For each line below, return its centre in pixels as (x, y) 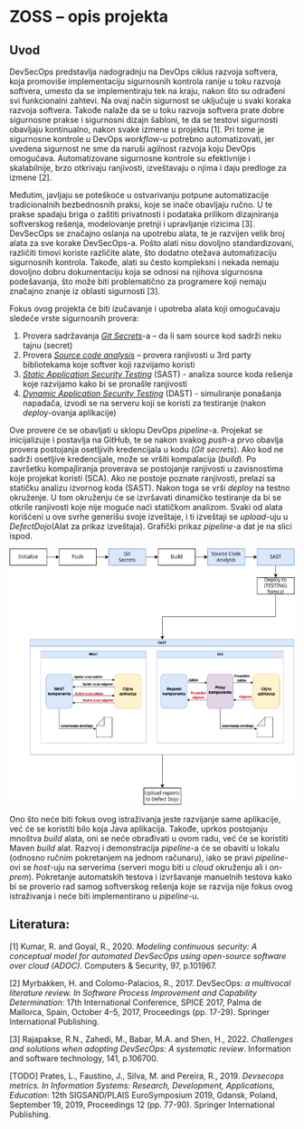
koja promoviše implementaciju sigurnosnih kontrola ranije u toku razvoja (145, 81)
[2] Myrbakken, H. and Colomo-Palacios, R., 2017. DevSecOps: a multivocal (150, 982)
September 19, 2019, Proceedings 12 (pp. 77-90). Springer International (142, 1105)
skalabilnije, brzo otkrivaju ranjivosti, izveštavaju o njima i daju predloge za (148, 168)
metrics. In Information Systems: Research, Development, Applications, (142, 1085)
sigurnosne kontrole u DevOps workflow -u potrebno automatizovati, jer (142, 139)
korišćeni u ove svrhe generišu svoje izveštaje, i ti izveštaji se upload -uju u (149, 517)
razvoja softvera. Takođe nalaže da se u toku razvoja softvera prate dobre (147, 110)
